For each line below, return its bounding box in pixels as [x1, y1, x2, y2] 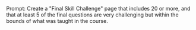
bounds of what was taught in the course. [6, 18, 108, 24]
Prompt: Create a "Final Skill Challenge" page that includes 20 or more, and [6, 5, 191, 12]
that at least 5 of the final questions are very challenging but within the [6, 11, 179, 18]
